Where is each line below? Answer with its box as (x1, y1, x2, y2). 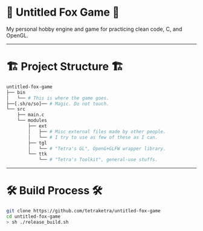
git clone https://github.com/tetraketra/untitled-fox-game (6, 208, 161, 214)
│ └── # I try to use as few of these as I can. (28, 134, 158, 141)
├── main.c (17, 112, 45, 118)
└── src (6, 106, 26, 112)
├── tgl (28, 140, 47, 146)
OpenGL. (6, 31, 29, 39)
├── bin (6, 89, 26, 95)
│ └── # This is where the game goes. (6, 95, 110, 101)
